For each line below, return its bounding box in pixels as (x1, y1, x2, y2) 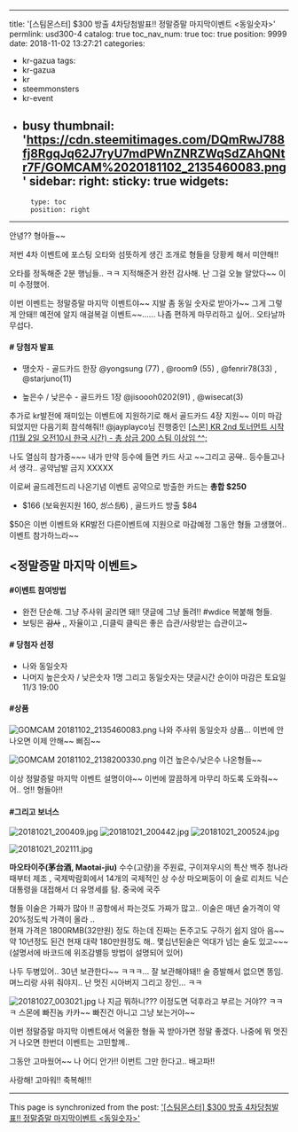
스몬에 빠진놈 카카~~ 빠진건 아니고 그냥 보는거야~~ (18, 1007, 196, 1018)
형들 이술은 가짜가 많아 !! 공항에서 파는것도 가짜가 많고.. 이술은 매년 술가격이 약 (9, 903, 281, 914)
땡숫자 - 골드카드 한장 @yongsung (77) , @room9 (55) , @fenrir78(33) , (21, 363, 278, 374)
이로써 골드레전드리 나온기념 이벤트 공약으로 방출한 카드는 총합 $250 (9, 481, 247, 492)
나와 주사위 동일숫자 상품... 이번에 (158, 724, 275, 736)
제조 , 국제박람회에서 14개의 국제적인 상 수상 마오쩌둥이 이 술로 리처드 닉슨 (32, 873, 289, 884)
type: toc (30, 197, 67, 207)
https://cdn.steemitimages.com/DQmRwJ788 (26, 132, 286, 147)
